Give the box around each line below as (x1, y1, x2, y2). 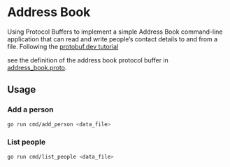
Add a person (7, 105, 54, 114)
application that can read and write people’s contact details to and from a (7, 34, 218, 43)
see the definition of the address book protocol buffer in (7, 55, 169, 64)
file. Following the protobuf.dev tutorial (7, 42, 119, 51)
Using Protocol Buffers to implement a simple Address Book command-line (7, 27, 223, 36)
